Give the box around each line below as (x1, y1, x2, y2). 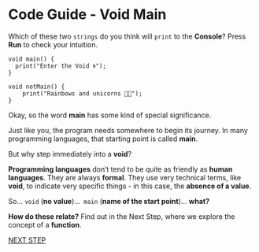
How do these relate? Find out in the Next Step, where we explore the (8, 211, 235, 221)
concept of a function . (8, 220, 82, 229)
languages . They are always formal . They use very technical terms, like (8, 172, 242, 182)
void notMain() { (8, 83, 65, 91)
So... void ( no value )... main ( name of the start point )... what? (8, 196, 210, 206)
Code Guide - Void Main (8, 6, 167, 24)
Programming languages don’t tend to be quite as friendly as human (8, 164, 233, 174)
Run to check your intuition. (8, 39, 98, 49)
